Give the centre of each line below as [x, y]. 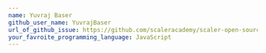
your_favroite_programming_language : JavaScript [90, 37]
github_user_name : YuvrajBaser [60, 23]
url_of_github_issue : [44, 30]
